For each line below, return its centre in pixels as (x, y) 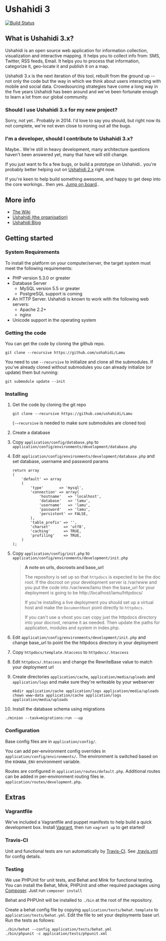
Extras (15, 797)
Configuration (22, 731)
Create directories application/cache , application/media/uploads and (83, 677)
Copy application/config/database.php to (55, 442)
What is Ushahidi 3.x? (40, 38)
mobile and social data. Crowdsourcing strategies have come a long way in (82, 86)
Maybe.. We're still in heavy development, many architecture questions (78, 149)
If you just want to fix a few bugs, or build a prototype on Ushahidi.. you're (81, 164)
